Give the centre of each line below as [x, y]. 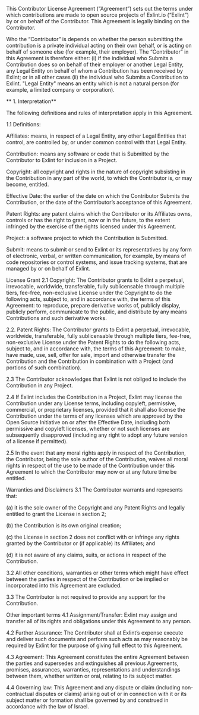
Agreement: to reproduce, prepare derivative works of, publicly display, [93, 305]
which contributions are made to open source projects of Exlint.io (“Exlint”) [97, 15]
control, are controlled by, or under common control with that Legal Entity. [97, 142]
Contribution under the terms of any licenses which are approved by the [94, 416]
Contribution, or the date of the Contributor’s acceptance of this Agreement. [99, 202]
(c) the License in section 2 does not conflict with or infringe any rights [93, 537]
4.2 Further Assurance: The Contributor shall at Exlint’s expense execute [95, 633]
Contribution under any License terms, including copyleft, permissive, [91, 403]
